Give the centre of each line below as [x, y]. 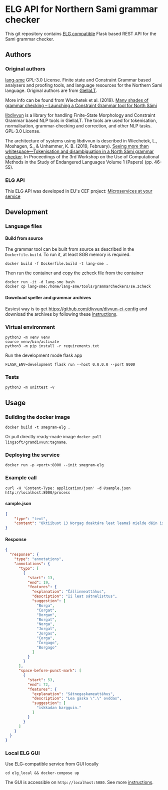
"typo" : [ [28, 568]
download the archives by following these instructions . [61, 314]
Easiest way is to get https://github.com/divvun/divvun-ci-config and [76, 309]
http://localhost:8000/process [38, 492]
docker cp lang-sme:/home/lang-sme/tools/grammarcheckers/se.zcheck [78, 287]
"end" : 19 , [39, 582]
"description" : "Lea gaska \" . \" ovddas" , [77, 699]
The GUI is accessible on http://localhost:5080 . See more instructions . [79, 783]
